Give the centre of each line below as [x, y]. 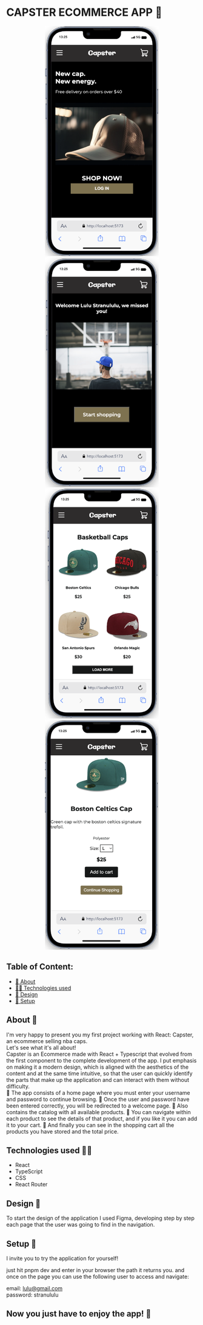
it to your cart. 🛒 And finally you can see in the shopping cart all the [90, 1125]
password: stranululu [32, 1295]
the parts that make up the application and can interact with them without [98, 1080]
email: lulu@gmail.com [35, 1288]
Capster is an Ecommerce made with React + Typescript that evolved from [99, 1054]
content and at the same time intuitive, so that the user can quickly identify [99, 1073]
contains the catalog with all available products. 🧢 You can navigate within [98, 1112]
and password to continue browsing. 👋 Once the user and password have [98, 1099]
